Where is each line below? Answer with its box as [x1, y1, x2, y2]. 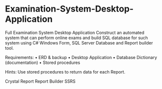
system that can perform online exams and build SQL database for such [5, 35, 148, 41]
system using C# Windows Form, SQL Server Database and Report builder [5, 40, 153, 45]
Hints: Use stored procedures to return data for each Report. [5, 69, 126, 74]
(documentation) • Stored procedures [5, 59, 81, 65]
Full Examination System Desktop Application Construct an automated [5, 30, 145, 35]
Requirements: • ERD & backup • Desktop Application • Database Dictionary [5, 54, 157, 60]
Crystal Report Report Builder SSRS [5, 78, 76, 84]
